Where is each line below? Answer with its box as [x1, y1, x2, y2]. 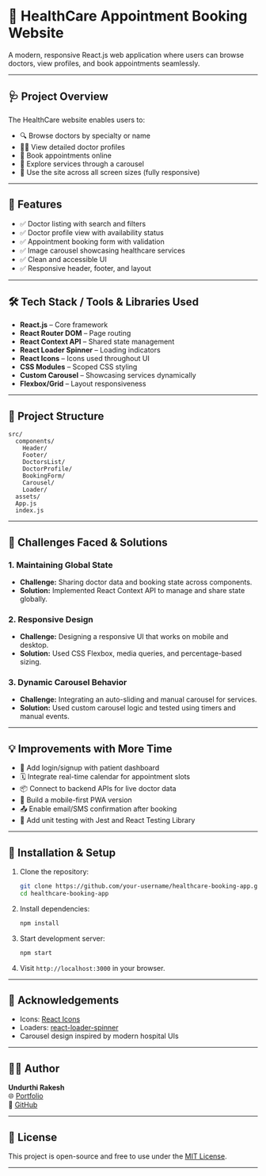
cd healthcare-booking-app [19, 889, 109, 897]
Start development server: [19, 934, 105, 943]
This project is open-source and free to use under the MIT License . [8, 1151, 227, 1161]
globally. [19, 594, 47, 603]
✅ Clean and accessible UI [19, 254, 107, 264]
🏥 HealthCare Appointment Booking [8, 7, 248, 25]
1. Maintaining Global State [8, 559, 113, 570]
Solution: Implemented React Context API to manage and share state [19, 585, 245, 595]
